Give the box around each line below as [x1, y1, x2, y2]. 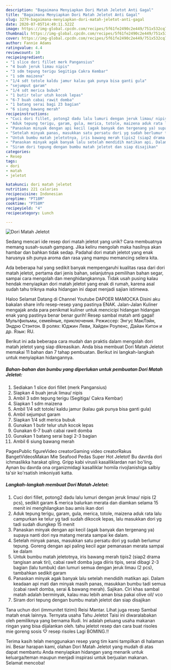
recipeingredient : [6, 54, 45, 60]
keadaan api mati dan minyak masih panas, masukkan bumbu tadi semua [13, 581, 166, 587]
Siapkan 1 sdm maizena [13, 401, 62, 407]
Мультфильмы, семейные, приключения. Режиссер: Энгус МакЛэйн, [6, 318, 156, 324]
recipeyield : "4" [6, 205, 43, 211]
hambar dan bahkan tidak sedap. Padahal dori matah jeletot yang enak [6, 250, 154, 256]
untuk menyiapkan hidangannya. [6, 354, 74, 361]
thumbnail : [6, 31, 29, 36]
